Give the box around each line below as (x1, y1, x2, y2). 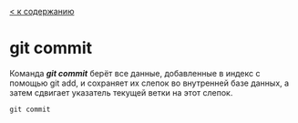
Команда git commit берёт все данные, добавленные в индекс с (9, 67, 261, 78)
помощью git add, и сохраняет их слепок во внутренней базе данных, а (9, 77, 290, 88)
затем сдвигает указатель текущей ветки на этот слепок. (9, 87, 233, 97)
